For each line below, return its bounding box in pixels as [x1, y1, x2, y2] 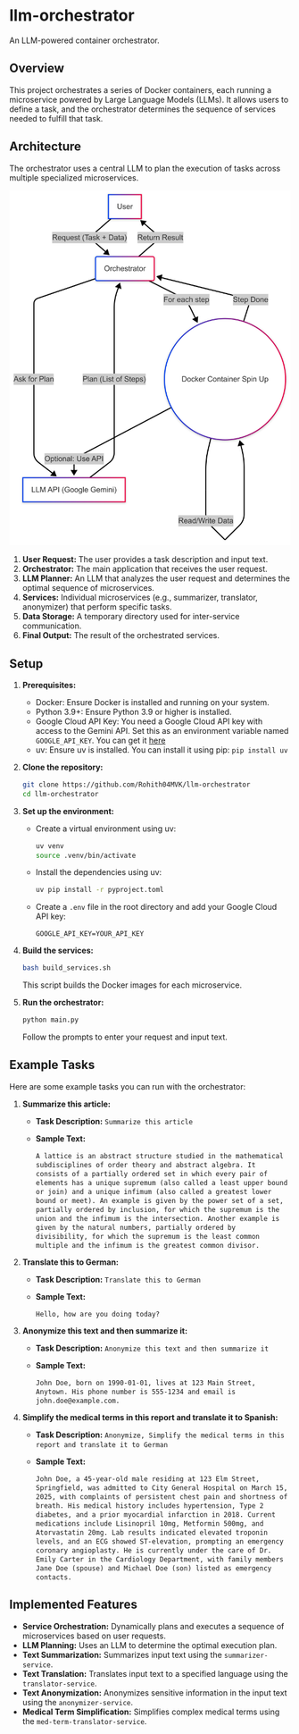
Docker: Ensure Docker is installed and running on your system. [35, 696, 270, 707]
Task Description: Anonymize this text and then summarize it [35, 1343, 270, 1353]
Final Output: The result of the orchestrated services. [21, 630, 220, 641]
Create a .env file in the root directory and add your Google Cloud [35, 902, 278, 913]
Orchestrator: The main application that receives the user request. [21, 564, 268, 575]
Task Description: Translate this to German [35, 1274, 201, 1284]
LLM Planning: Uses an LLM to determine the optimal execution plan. [21, 1639, 278, 1650]
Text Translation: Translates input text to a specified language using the [21, 1668, 288, 1679]
